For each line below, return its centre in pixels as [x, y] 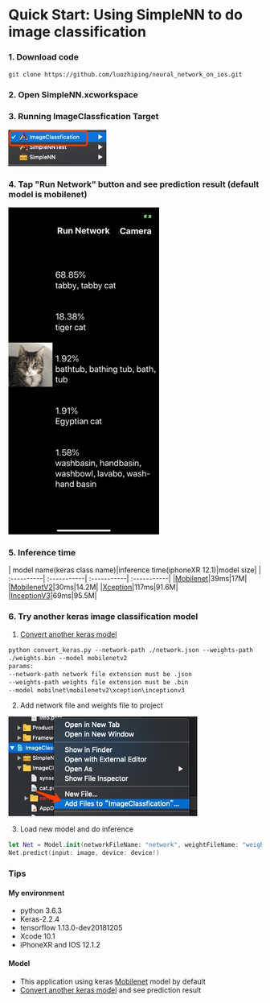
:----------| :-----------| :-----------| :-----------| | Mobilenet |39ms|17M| [128, 579]
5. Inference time [42, 552]
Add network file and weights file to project [91, 705]
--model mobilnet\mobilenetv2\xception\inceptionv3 [96, 690]
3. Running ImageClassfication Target [84, 117]
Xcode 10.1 [37, 936]
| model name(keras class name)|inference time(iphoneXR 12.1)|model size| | [135, 570]
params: [21, 666]
